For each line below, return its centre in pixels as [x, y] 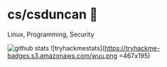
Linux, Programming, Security [51, 34]
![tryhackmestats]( [78, 48]
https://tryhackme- [132, 48]
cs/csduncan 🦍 [53, 15]
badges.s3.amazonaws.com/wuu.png [63, 56]
